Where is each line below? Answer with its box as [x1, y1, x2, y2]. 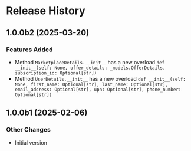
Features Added [6, 45, 53, 54]
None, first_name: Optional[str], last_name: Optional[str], [14, 81, 169, 87]
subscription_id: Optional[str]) [14, 70, 97, 76]
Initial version [14, 139, 47, 146]
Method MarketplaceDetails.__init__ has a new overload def [14, 58, 165, 65]
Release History [6, 4, 85, 18]
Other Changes [6, 126, 51, 134]
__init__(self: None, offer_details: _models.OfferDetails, [14, 65, 166, 71]
